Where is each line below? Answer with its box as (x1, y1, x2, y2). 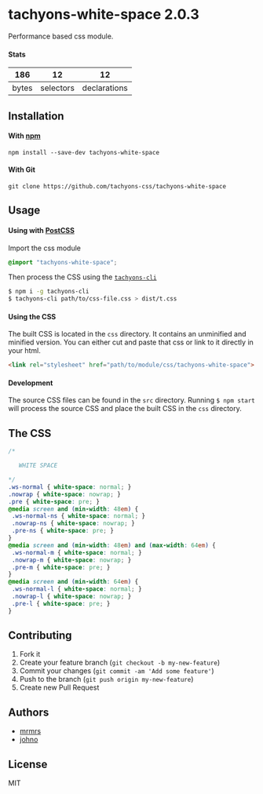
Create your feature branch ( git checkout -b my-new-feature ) (19, 657, 221, 668)
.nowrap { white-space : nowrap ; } (8, 490, 122, 498)
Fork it (19, 650, 41, 659)
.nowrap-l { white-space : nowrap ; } (11, 592, 132, 600)
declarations (82, 82, 128, 93)
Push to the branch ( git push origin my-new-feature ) (19, 675, 194, 684)
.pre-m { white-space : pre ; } (11, 563, 111, 571)
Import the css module (8, 243, 81, 253)
